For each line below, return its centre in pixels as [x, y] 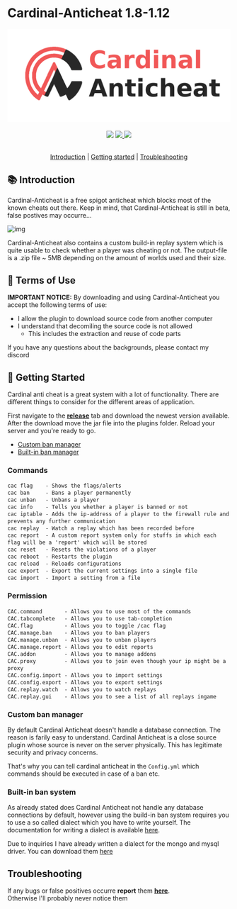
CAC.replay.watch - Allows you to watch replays [82, 689]
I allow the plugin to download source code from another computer [115, 319]
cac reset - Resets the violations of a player [82, 550]
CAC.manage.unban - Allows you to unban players [82, 640]
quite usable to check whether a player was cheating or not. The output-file [117, 250]
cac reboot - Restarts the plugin [60, 557]
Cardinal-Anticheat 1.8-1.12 [89, 13]
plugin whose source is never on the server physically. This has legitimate [115, 745]
